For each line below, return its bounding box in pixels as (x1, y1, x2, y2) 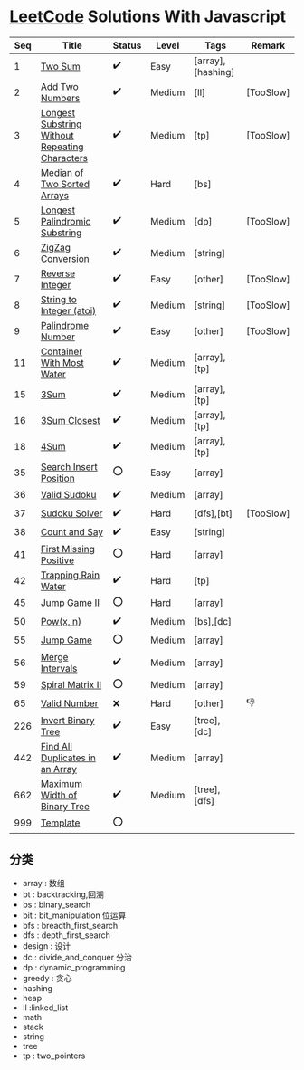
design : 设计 (22, 940, 71, 951)
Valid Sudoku (40, 489, 97, 502)
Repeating (40, 140, 84, 153)
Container (40, 345, 83, 358)
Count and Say (40, 526, 104, 539)
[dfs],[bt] (194, 507, 233, 520)
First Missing (40, 542, 95, 555)
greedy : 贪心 (22, 972, 72, 983)
